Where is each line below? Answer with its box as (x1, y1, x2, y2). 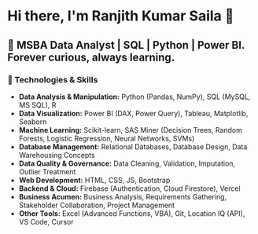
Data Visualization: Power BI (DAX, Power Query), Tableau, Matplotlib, (18, 108, 249, 118)
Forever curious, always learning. (7, 50, 175, 64)
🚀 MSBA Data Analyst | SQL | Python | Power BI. (7, 38, 245, 52)
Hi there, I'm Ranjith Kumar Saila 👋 (7, 7, 234, 25)
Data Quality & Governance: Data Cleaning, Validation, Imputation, (18, 159, 236, 168)
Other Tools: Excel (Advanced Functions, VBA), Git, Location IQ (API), (18, 208, 245, 218)
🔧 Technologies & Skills (7, 74, 98, 85)
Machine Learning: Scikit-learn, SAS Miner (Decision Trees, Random (18, 125, 243, 134)
